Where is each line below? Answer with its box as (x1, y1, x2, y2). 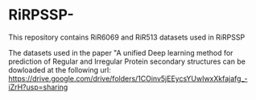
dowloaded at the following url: (8, 65, 111, 74)
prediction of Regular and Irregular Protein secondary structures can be (8, 56, 246, 66)
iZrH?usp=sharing (8, 82, 68, 92)
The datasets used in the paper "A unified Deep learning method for (8, 48, 233, 57)
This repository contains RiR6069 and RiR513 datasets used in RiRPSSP (8, 32, 246, 42)
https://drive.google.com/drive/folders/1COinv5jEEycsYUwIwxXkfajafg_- (8, 73, 248, 83)
